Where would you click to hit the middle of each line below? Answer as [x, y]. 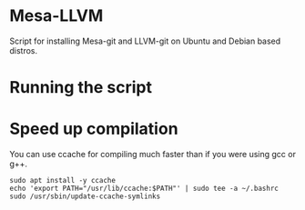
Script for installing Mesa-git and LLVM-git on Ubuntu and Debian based [145, 41]
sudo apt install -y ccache [63, 181]
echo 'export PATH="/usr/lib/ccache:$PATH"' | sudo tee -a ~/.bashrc [144, 189]
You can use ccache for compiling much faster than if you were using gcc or [152, 155]
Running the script [81, 88]
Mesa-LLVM [56, 16]
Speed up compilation [94, 129]
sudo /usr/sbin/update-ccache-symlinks [85, 196]
